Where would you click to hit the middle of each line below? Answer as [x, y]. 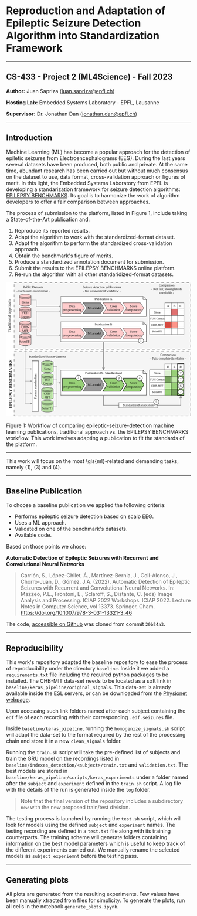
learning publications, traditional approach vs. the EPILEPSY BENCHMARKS [97, 431]
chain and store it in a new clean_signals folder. [64, 741]
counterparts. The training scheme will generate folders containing [87, 837]
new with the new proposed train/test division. [75, 808]
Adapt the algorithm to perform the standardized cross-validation [93, 243]
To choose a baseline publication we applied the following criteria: [86, 505]
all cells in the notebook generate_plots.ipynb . [62, 907]
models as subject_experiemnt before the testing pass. [72, 856]
